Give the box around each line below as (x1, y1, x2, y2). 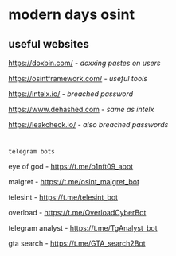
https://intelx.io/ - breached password (8, 89, 134, 99)
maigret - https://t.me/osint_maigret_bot (8, 177, 139, 187)
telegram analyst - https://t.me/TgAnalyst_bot (8, 223, 158, 233)
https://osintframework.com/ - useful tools (8, 74, 148, 83)
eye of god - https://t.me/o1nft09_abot (8, 161, 134, 172)
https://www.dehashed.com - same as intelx (8, 105, 154, 114)
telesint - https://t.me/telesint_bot (8, 192, 118, 202)
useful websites (8, 37, 89, 51)
